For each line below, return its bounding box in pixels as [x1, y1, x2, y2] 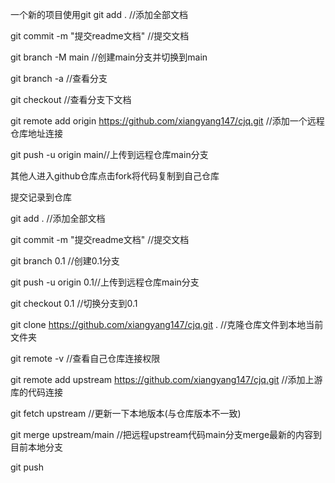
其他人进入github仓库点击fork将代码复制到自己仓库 [10, 170, 220, 182]
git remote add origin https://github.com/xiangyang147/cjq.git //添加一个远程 [10, 115, 325, 127]
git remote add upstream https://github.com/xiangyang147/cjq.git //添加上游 [10, 374, 323, 385]
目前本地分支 [10, 441, 63, 453]
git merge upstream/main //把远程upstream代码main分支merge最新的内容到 [10, 429, 323, 440]
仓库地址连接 [10, 128, 63, 139]
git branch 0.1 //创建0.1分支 [10, 255, 120, 267]
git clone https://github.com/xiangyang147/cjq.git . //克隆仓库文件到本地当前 [10, 319, 324, 330]
